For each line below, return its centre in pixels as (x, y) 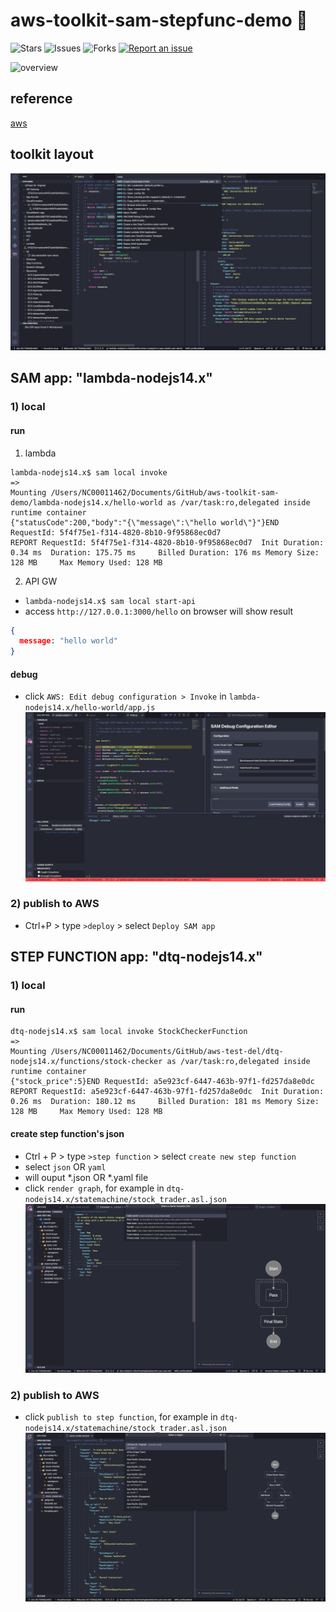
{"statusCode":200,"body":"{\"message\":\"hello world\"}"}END (145, 522)
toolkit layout (52, 154)
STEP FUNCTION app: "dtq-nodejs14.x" (136, 957)
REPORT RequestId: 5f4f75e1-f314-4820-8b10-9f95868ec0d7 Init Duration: (167, 542)
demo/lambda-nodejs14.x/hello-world (86, 502)
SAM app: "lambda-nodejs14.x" (111, 378)
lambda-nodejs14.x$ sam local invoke (89, 472)
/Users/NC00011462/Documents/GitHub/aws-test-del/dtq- (167, 1052)
